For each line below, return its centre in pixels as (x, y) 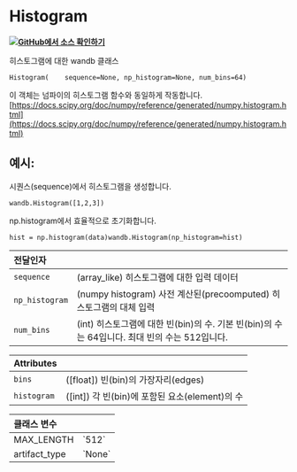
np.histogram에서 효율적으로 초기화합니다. (83, 221)
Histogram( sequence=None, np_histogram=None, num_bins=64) (128, 77)
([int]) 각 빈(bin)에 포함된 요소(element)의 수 (155, 396)
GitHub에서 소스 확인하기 (62, 42)
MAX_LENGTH (44, 439)
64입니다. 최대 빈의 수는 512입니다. (157, 337)
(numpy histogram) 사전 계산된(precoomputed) (173, 294)
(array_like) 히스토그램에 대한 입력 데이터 (157, 277)
